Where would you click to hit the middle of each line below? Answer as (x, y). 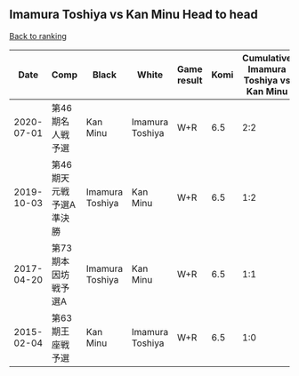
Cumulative (267, 58)
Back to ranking (38, 36)
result (190, 80)
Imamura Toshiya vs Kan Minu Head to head (133, 15)
